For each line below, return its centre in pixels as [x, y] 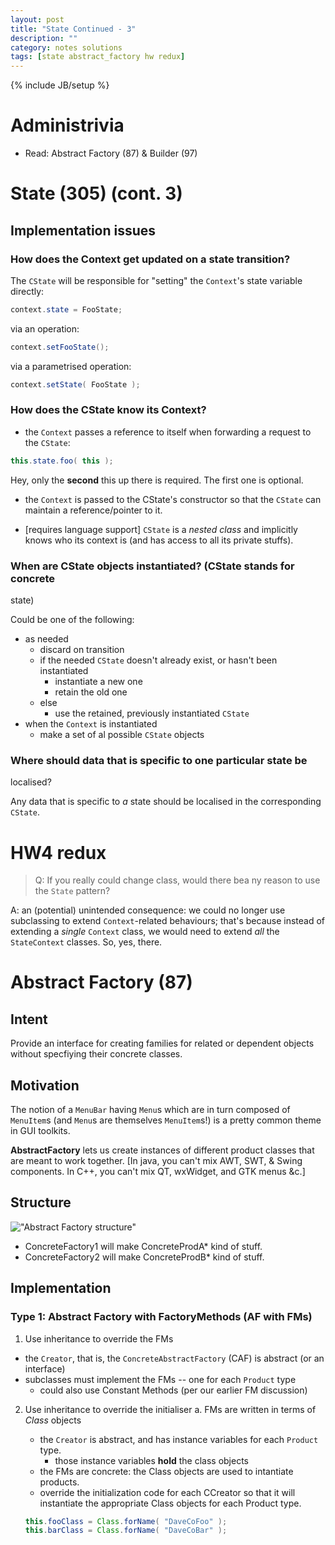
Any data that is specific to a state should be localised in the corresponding [166, 802]
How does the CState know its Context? [108, 410]
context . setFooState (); [60, 347]
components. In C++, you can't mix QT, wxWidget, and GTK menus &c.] [158, 1172]
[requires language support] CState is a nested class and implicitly [161, 529]
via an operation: [45, 328]
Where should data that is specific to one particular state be [159, 760]
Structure [41, 1202]
